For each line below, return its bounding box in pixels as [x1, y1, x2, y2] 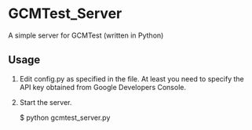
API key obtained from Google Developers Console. [19, 82, 187, 92]
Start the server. [19, 97, 72, 107]
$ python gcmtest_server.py [19, 113, 111, 122]
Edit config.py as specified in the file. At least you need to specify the [19, 74, 245, 83]
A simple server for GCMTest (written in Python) [8, 31, 164, 40]
